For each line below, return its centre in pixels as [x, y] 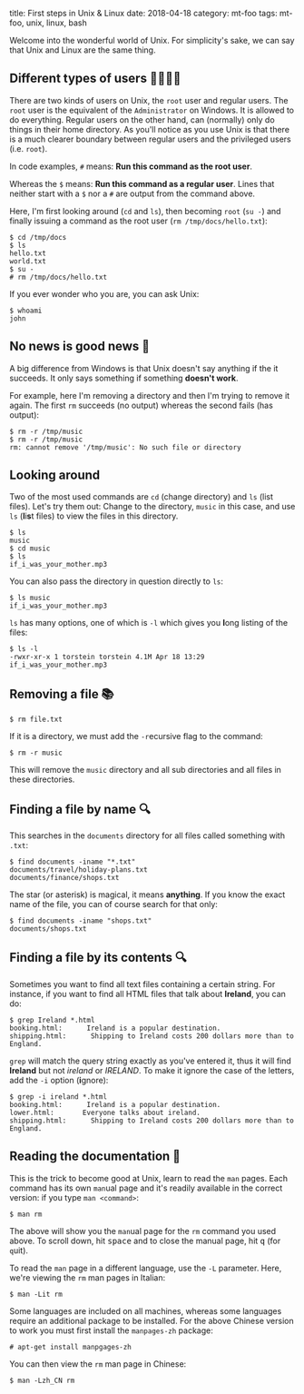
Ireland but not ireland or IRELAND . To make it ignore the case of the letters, [152, 1070]
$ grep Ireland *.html [52, 1020]
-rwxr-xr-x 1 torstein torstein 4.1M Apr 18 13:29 [107, 657]
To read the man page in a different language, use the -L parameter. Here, [146, 1268]
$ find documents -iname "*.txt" [73, 862]
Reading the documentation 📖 [95, 1157]
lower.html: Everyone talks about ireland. [105, 1112]
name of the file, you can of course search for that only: [113, 905]
